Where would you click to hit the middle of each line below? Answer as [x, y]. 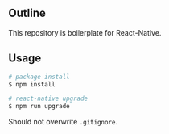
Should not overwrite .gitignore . [63, 122]
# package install [39, 77]
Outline [27, 13]
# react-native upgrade [48, 99]
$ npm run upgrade [39, 107]
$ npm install [32, 84]
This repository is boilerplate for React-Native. [85, 32]
